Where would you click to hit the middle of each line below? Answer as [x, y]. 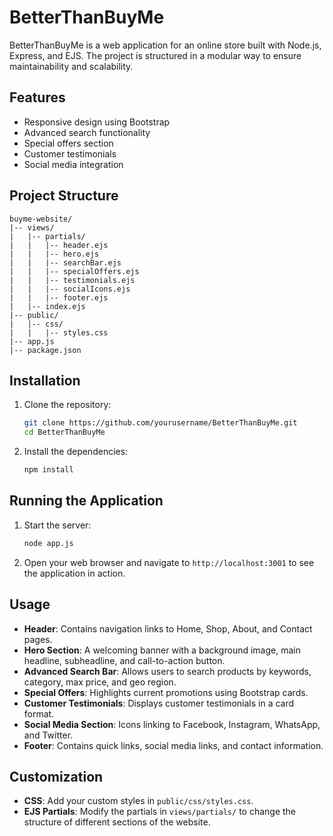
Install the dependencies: [76, 452]
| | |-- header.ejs [59, 245]
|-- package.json [45, 350]
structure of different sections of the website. [117, 822]
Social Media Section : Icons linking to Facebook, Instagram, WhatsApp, [172, 724]
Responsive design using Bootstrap [97, 122]
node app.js [48, 543]
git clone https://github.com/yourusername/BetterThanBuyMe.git [160, 423]
